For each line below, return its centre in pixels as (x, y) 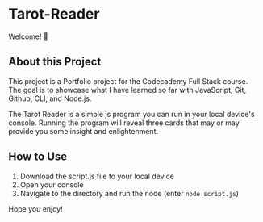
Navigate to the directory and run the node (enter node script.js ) (129, 193)
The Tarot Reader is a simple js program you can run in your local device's (132, 114)
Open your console (52, 184)
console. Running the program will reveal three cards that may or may (124, 123)
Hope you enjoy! (35, 209)
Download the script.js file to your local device (97, 176)
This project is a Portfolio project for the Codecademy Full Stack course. (128, 81)
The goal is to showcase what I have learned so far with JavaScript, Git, (127, 90)
